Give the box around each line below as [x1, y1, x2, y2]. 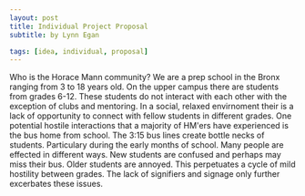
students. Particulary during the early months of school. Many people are [9, 139, 284, 150]
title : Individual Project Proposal [9, 22, 148, 31]
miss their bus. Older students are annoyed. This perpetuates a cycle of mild [9, 159, 296, 170]
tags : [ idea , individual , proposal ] [9, 46, 148, 56]
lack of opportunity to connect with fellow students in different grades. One [9, 110, 292, 121]
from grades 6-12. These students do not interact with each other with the [9, 91, 288, 102]
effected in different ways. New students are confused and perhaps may [9, 150, 282, 160]
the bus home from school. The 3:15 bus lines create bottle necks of [9, 129, 265, 141]
